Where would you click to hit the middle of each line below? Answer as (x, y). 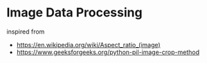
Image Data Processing (74, 13)
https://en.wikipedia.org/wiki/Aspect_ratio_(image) (88, 45)
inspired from (26, 32)
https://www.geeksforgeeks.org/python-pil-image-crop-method (108, 52)
